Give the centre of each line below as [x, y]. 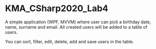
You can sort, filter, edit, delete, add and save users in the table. [69, 41]
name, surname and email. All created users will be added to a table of [76, 27]
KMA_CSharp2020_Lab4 [57, 8]
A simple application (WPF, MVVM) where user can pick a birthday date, [78, 22]
